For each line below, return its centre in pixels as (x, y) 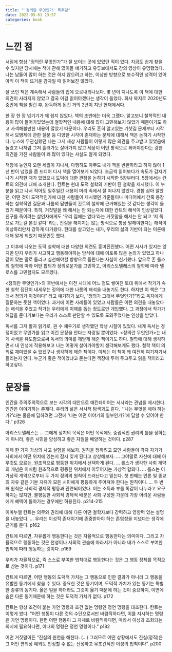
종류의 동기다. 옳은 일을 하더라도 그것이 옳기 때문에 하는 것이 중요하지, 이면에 (87, 590)
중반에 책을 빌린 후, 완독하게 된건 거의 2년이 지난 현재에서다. (65, 105)
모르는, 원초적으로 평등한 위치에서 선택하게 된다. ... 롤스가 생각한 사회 (88, 463)
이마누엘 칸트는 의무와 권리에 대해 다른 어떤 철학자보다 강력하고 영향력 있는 (80, 512)
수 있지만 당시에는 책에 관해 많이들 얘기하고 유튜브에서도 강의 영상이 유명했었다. (85, 68)
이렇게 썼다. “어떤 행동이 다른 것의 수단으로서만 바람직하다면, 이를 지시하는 (80, 613)
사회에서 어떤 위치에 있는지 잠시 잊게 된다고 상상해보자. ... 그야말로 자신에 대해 (83, 456)
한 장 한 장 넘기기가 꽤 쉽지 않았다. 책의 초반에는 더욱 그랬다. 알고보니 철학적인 (83, 116)
